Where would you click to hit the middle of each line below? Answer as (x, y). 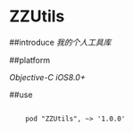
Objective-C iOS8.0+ (48, 77)
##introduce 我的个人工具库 (60, 42)
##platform (30, 60)
